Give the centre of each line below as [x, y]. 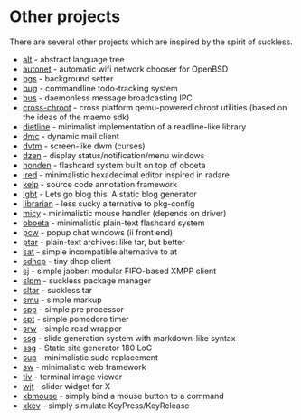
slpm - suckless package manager [87, 280]
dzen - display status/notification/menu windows [113, 155]
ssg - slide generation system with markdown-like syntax [129, 338]
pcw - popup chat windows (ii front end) [98, 232]
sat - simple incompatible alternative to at [100, 252]
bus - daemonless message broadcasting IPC [107, 98]
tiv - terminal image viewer [72, 377]
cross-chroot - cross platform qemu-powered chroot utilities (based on [155, 107]
